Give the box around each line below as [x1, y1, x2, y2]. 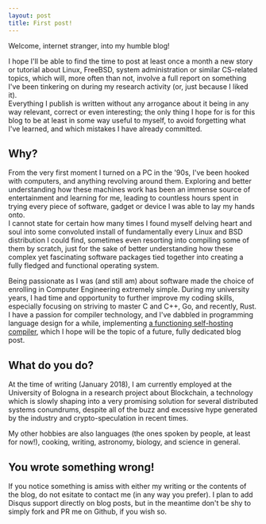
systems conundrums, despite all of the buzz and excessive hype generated [8, 405, 258, 414]
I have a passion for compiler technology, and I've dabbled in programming [8, 310, 254, 320]
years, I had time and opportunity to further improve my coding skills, [8, 293, 235, 303]
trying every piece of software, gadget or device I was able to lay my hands [8, 202, 256, 212]
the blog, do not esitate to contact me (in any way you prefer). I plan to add [8, 490, 253, 499]
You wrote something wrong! [8, 460, 155, 474]
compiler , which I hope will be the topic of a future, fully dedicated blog [8, 327, 241, 336]
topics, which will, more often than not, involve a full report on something [8, 73, 247, 83]
